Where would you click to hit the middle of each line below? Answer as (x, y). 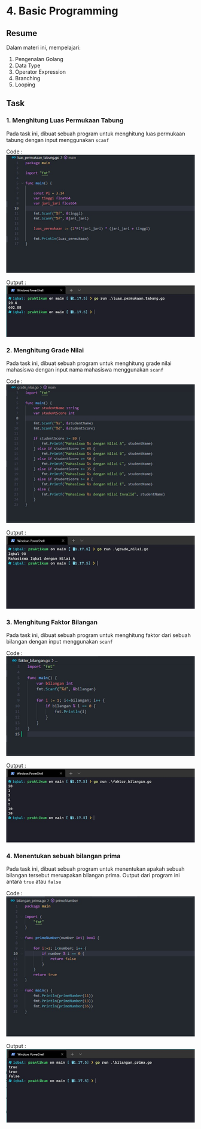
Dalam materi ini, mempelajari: (43, 47)
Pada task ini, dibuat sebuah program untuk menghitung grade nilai (89, 363)
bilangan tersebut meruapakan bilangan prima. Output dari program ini (93, 875)
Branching (28, 78)
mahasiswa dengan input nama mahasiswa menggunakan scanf (85, 369)
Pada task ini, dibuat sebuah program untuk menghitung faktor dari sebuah (99, 635)
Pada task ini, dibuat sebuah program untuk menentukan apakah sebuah (95, 869)
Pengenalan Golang (39, 59)
